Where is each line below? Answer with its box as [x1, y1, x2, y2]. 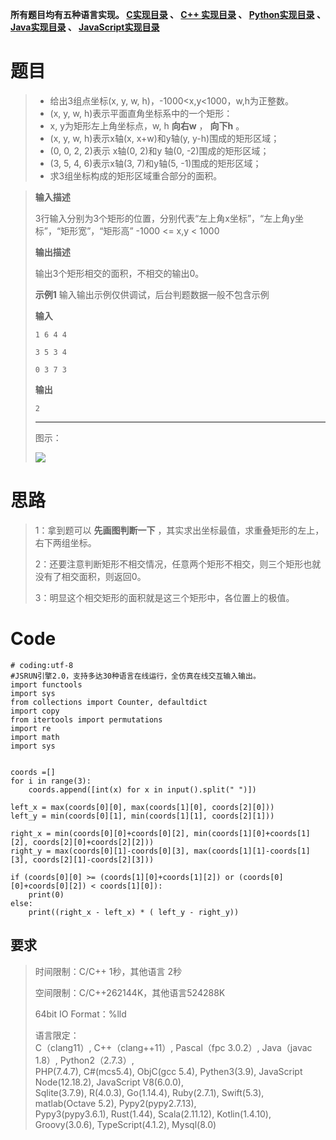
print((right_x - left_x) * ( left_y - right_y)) [28, 907, 240, 917]
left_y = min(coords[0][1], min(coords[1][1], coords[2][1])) [10, 811, 275, 821]
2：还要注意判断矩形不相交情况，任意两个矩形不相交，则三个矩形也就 [34, 558, 322, 570]
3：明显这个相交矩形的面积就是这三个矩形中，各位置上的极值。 [34, 591, 295, 603]
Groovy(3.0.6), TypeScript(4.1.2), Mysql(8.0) [34, 1118, 217, 1130]
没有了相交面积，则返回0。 [34, 570, 147, 582]
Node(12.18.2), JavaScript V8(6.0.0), [34, 1076, 184, 1088]
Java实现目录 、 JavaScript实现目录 [10, 21, 160, 33]
